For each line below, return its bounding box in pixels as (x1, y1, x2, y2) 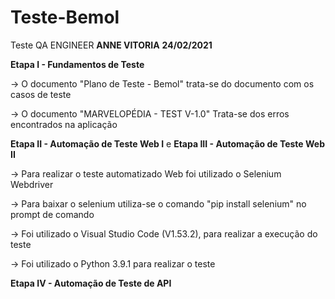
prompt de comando (10, 208, 95, 220)
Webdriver (10, 178, 54, 190)
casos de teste (10, 88, 72, 100)
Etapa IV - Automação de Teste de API (10, 277, 172, 289)
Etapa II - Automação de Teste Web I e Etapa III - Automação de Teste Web (10, 137, 325, 150)
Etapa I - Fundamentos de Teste (10, 58, 145, 70)
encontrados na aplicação (10, 118, 118, 130)
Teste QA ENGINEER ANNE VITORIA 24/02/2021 (10, 39, 213, 51)
